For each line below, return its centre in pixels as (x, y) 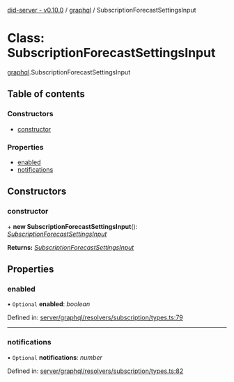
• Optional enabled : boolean (49, 304)
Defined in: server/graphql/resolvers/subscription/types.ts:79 (95, 318)
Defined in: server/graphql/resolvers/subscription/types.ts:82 (95, 371)
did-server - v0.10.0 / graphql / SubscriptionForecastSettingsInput (102, 10)
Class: (26, 38)
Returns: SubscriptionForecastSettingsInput (71, 247)
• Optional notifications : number (55, 357)
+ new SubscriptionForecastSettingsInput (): (72, 226)
